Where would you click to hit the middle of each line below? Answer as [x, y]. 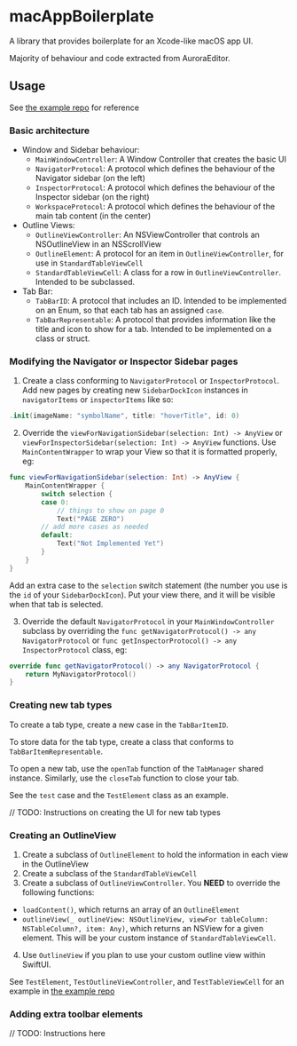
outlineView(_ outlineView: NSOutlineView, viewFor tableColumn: [145, 919]
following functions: [58, 892]
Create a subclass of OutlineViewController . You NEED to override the [151, 883]
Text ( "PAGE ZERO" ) [90, 519]
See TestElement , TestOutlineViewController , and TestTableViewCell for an [147, 981]
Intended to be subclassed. [85, 282]
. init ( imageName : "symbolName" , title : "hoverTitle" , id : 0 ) [125, 416]
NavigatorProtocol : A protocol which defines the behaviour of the [155, 169]
